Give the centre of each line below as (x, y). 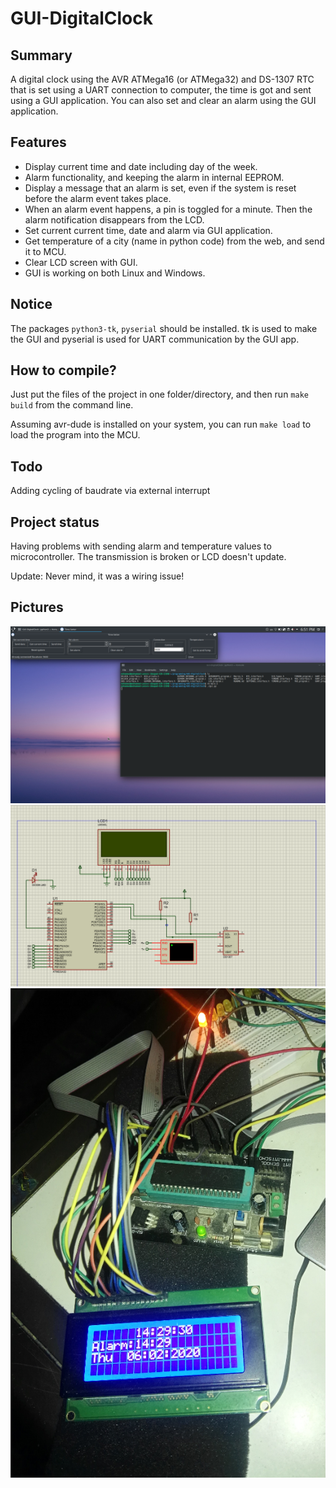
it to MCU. (45, 251)
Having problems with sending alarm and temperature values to (141, 546)
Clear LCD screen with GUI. (81, 262)
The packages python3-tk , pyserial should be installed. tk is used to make (164, 328)
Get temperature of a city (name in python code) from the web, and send (174, 241)
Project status (55, 522)
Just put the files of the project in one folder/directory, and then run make (159, 394)
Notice (31, 304)
